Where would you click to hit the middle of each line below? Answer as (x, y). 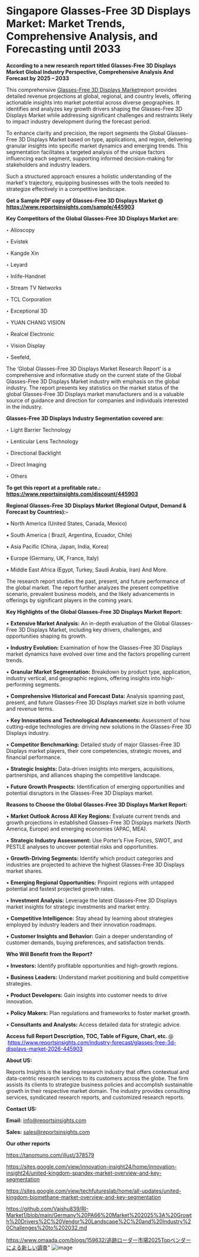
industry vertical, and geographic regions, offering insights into (83, 678)
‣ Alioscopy (20, 230)
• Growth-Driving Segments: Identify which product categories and (90, 858)
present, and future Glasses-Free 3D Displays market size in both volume (96, 702)
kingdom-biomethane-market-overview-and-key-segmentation (84, 1197)
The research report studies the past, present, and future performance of (96, 581)
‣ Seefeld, (19, 357)
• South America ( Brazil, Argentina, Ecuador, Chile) (69, 535)
